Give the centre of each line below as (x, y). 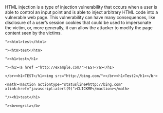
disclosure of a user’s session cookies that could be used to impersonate (78, 22)
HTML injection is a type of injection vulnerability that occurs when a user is (81, 7)
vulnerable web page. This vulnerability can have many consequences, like (80, 17)
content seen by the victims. (33, 33)
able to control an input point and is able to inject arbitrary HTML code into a (81, 12)
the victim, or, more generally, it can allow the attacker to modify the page (79, 28)
